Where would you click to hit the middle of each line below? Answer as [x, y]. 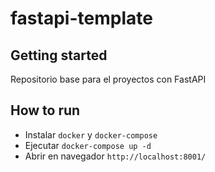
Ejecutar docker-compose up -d [88, 145]
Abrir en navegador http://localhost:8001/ [115, 156]
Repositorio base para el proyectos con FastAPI [108, 79]
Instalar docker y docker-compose [91, 134]
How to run [45, 110]
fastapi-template [81, 18]
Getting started [59, 55]
